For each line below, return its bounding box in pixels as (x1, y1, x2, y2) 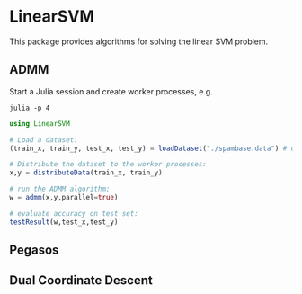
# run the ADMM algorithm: (9, 184, 111, 194)
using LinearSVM (9, 119, 70, 128)
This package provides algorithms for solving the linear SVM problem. (9, 36, 269, 47)
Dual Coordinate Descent (9, 272, 153, 289)
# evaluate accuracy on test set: (9, 209, 139, 218)
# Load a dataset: (9, 135, 78, 145)
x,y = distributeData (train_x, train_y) (9, 168, 164, 177)
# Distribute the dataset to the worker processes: (9, 160, 207, 169)
